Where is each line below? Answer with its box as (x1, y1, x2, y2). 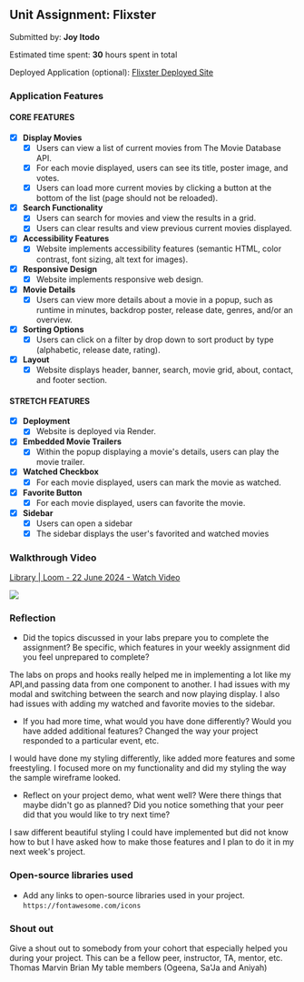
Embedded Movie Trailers (22, 436, 123, 447)
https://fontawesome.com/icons (22, 901, 142, 910)
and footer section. (35, 375, 107, 385)
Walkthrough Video (9, 551, 97, 563)
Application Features (9, 89, 104, 102)
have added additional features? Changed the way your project (22, 725, 259, 736)
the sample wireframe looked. (9, 773, 121, 784)
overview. (35, 314, 73, 325)
